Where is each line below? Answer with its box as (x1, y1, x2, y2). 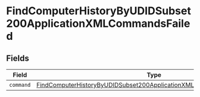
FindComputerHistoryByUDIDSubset (6, 4, 192, 18)
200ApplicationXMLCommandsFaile (6, 17, 190, 30)
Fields (6, 53, 30, 63)
